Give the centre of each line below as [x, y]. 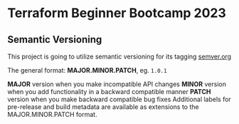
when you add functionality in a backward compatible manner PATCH [109, 92]
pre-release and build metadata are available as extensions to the [103, 107]
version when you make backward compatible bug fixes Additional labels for [119, 99]
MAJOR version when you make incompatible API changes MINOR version [117, 84]
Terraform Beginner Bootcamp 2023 [117, 13]
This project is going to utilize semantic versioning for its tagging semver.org [119, 56]
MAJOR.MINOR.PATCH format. [52, 114]
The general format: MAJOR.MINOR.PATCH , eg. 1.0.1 [87, 70]
